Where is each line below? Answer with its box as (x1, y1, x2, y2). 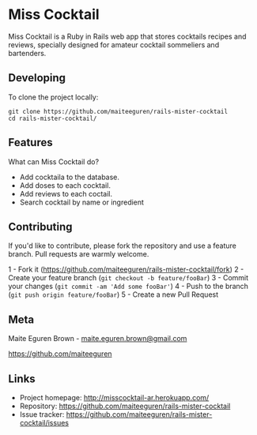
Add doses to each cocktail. (19, 180, 111, 190)
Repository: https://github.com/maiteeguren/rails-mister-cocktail (19, 401, 231, 411)
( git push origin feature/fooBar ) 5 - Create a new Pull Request (8, 290, 219, 299)
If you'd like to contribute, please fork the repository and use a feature (8, 241, 237, 250)
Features (8, 136, 53, 149)
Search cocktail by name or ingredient (19, 197, 145, 207)
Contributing (8, 219, 73, 234)
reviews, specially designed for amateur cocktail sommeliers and (8, 39, 220, 49)
